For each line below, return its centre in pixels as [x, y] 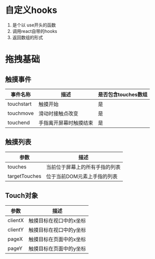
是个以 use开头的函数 [34, 25]
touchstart [20, 104]
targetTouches [25, 176]
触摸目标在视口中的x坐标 [57, 221]
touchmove [21, 113]
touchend [19, 123]
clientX [16, 220]
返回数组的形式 [27, 37]
